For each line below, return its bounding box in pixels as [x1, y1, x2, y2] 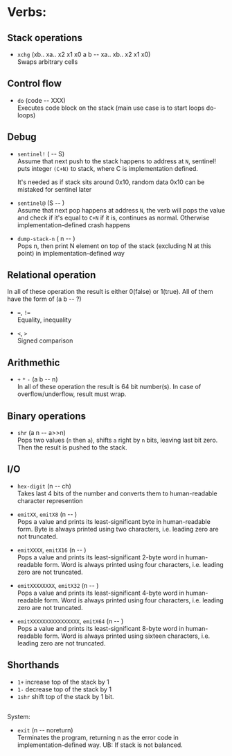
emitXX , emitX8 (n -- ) [17, 510, 78, 518]
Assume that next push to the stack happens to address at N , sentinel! [17, 157, 217, 165]
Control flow [7, 78, 62, 90]
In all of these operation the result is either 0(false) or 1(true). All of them [7, 288, 213, 296]
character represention [17, 496, 83, 504]
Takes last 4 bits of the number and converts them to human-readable [17, 489, 217, 498]
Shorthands [7, 659, 60, 671]
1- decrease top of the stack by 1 [17, 685, 112, 693]
